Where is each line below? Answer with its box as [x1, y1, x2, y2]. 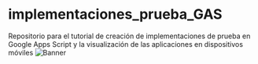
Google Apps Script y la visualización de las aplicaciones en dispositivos [8, 39, 244, 48]
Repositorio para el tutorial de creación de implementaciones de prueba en [8, 31, 251, 41]
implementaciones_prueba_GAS [8, 5, 223, 23]
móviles [8, 48, 34, 57]
